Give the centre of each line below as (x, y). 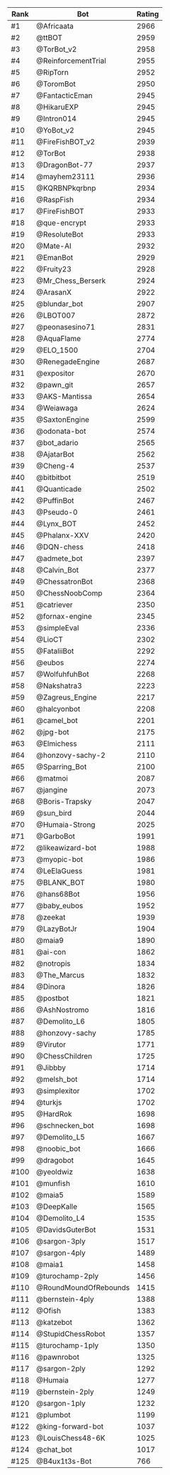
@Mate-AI (54, 246)
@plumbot (53, 1415)
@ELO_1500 (57, 350)
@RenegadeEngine (68, 361)
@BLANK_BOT (61, 882)
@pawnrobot (58, 1357)
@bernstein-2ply (65, 1392)
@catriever (55, 605)
